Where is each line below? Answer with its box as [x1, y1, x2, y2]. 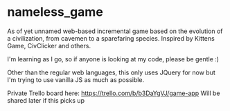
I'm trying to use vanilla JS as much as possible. [7, 75, 145, 83]
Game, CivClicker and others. [7, 41, 91, 50]
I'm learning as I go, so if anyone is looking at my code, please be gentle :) [7, 54, 220, 63]
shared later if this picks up [7, 96, 85, 104]
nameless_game [7, 4, 104, 20]
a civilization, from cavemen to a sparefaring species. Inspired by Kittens [7, 34, 215, 42]
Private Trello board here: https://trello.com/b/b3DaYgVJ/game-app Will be [7, 89, 220, 97]
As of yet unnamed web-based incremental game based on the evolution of [7, 27, 223, 35]
